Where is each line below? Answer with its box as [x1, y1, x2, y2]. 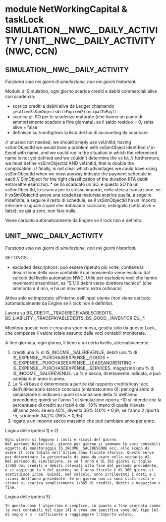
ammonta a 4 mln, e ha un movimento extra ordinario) [12, 285, 122, 291]
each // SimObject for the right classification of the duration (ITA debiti [5, 176, 149, 182]
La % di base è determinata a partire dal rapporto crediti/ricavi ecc [12, 381, 149, 387]
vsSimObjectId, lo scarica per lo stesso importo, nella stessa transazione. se [5, 187, 161, 192]
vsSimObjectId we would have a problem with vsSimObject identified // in [5, 145, 155, 150]
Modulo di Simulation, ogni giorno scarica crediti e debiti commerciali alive [5, 88, 157, 94]
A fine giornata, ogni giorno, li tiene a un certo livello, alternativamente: [5, 339, 150, 346]
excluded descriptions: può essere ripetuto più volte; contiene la [12, 264, 144, 270]
